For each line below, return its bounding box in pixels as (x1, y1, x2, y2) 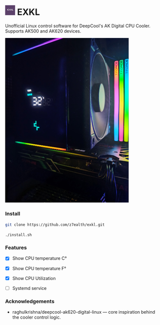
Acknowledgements (5, 298, 55, 305)
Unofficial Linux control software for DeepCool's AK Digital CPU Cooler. (5, 23, 151, 29)
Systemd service (12, 285, 47, 291)
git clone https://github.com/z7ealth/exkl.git (5, 222, 105, 227)
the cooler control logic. (12, 314, 61, 321)
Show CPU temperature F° (12, 265, 67, 271)
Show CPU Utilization (12, 275, 56, 281)
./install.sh (5, 233, 32, 238)
